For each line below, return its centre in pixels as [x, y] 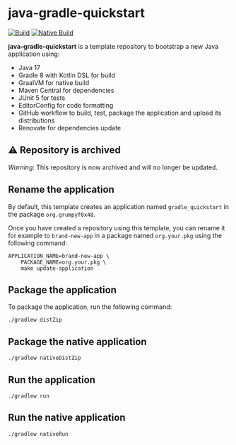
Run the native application [67, 418]
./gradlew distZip [35, 320]
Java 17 [29, 67]
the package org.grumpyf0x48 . [52, 214]
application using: [34, 54]
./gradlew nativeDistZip [45, 358]
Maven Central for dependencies [66, 90]
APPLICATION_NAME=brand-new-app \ [59, 256]
